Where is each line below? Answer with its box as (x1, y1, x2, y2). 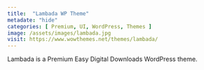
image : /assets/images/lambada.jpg (7, 29, 111, 37)
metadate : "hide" (7, 17, 58, 24)
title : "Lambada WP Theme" (7, 10, 90, 17)
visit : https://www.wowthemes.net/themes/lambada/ (7, 36, 158, 43)
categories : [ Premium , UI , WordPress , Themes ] (7, 23, 152, 30)
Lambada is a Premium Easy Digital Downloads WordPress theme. (7, 55, 198, 63)
